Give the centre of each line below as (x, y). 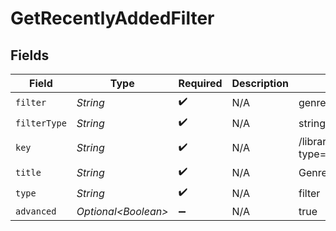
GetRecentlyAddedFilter (112, 18)
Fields (30, 55)
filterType (41, 123)
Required (200, 83)
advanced (36, 211)
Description (260, 83)
